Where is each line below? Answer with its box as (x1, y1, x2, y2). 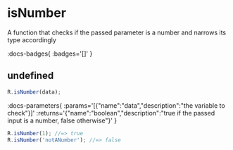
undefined (7, 70, 54, 82)
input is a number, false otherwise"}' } (7, 116, 118, 125)
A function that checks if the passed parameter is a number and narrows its (7, 28, 227, 37)
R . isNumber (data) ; (7, 88, 61, 96)
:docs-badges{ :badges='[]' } (7, 49, 93, 58)
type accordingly (7, 35, 56, 44)
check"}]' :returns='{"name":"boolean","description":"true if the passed (7, 108, 215, 117)
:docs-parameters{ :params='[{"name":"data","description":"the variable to (7, 101, 225, 110)
